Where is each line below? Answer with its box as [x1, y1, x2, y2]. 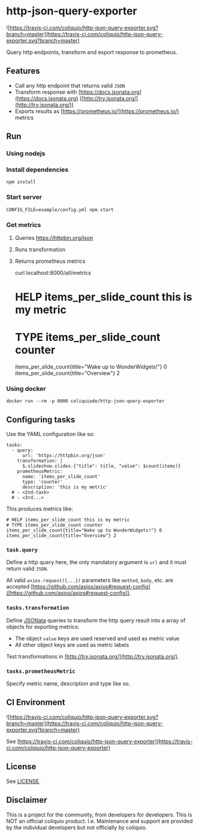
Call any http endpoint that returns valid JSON [14, 82, 125, 89]
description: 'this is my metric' [22, 484, 109, 491]
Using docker [6, 385, 46, 393]
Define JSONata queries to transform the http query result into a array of [6, 616, 186, 624]
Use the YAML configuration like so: [6, 431, 95, 438]
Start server [6, 193, 42, 201]
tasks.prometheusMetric [6, 667, 76, 675]
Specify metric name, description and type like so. [6, 680, 131, 687]
